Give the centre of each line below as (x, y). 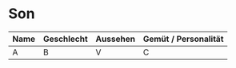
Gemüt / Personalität (183, 39)
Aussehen (116, 39)
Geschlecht (65, 39)
